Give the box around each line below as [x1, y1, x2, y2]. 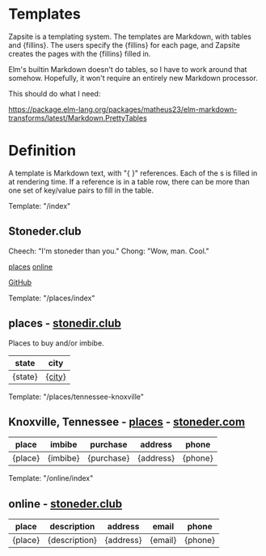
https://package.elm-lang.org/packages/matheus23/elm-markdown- [8, 104, 238, 114]
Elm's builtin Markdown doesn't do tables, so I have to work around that [8, 64, 247, 74]
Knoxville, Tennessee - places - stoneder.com [8, 414, 245, 429]
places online [8, 261, 53, 271]
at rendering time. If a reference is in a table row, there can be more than [8, 176, 251, 186]
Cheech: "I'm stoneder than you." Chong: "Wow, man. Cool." [8, 246, 209, 256]
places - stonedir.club [8, 316, 121, 330]
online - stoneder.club [8, 497, 123, 511]
